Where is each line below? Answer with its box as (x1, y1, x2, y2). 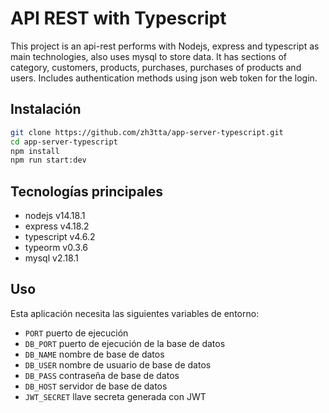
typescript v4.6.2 (24, 231, 96, 243)
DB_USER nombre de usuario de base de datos (24, 358, 212, 371)
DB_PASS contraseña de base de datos (24, 369, 180, 381)
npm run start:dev (10, 155, 87, 166)
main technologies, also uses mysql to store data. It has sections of (10, 50, 287, 62)
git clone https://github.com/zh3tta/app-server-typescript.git (10, 127, 284, 137)
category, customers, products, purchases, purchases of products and (10, 61, 302, 73)
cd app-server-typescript (10, 137, 118, 147)
